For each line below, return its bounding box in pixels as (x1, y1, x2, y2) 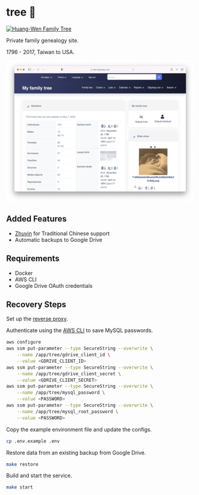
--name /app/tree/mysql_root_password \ (17, 408, 119, 415)
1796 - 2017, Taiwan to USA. (6, 48, 75, 56)
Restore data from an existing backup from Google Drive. (6, 449, 146, 456)
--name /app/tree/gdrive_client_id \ (17, 352, 111, 358)
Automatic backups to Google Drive (14, 236, 102, 243)
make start (6, 484, 33, 490)
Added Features (6, 214, 67, 224)
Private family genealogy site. (6, 37, 79, 44)
